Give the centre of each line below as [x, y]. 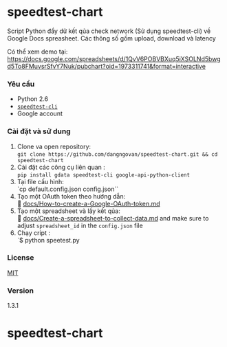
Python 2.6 [33, 99]
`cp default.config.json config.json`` [68, 189]
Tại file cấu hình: [40, 181]
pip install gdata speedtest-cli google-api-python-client [104, 175]
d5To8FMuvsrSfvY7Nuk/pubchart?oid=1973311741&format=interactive [107, 66]
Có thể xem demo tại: [37, 52]
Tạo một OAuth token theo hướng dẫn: [71, 196]
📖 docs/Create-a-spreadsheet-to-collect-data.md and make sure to [113, 218]
